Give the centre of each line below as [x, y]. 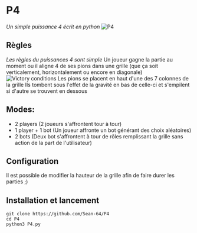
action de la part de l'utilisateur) [53, 143]
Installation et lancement [53, 200]
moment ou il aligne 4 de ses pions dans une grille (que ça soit [82, 66]
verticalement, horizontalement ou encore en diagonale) [74, 72]
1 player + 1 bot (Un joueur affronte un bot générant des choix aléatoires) [103, 130]
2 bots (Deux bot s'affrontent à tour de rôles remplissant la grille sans [99, 136]
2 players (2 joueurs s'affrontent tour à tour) [68, 124]
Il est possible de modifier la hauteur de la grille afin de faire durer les [91, 176]
